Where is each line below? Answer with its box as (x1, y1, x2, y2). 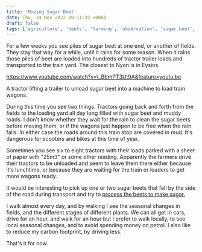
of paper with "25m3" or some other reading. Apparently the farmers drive (6, 153, 192, 161)
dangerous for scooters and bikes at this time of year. (6, 135, 139, 143)
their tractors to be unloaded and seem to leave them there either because (6, 160, 191, 167)
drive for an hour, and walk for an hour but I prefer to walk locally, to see (6, 215, 186, 222)
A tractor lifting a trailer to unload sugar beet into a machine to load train (6, 85, 186, 92)
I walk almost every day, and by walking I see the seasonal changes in (6, 202, 180, 210)
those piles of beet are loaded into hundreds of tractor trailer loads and (6, 55, 183, 62)
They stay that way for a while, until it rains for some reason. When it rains (6, 49, 191, 56)
